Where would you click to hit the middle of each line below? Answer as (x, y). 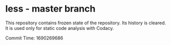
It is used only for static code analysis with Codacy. (60, 28)
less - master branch (51, 9)
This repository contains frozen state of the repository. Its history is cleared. (85, 23)
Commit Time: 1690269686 (34, 38)
